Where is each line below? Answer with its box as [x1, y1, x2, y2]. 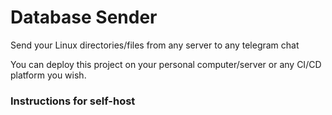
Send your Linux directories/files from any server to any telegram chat [10, 39, 300, 51]
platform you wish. [10, 69, 87, 81]
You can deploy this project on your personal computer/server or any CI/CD [10, 58, 322, 70]
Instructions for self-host [10, 94, 136, 108]
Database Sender [10, 6, 158, 29]
